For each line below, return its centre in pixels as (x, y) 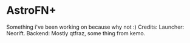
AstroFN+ (31, 10)
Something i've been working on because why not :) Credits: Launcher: (95, 27)
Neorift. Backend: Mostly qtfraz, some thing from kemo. (76, 33)
